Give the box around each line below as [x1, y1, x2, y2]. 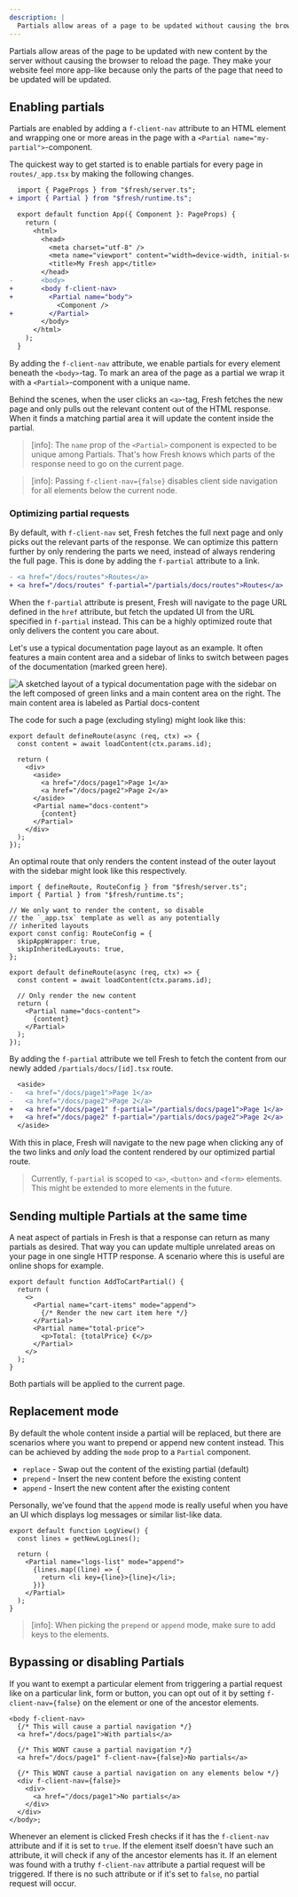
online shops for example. [9, 1261, 104, 1271]
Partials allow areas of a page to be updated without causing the [17, 21, 272, 30]
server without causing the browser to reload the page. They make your [9, 55, 272, 66]
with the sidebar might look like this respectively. [9, 865, 188, 876]
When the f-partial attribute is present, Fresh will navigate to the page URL [9, 596, 287, 608]
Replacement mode [9, 1404, 120, 1420]
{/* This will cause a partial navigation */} [17, 1722, 192, 1731]
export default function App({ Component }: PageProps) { [17, 210, 237, 219]
